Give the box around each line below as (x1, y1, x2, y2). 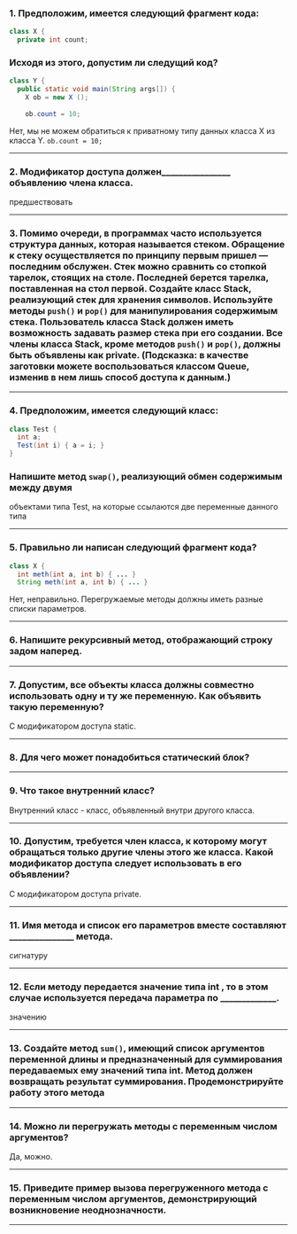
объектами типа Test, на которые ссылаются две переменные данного (9, 502, 278, 512)
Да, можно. (9, 1152, 53, 1161)
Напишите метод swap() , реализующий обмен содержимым (9, 471, 283, 483)
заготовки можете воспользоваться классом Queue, (9, 360, 250, 372)
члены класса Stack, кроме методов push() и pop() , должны (9, 338, 281, 350)
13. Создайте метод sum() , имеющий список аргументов (9, 1043, 265, 1055)
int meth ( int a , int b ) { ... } (17, 570, 137, 579)
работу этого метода (9, 1087, 105, 1099)
